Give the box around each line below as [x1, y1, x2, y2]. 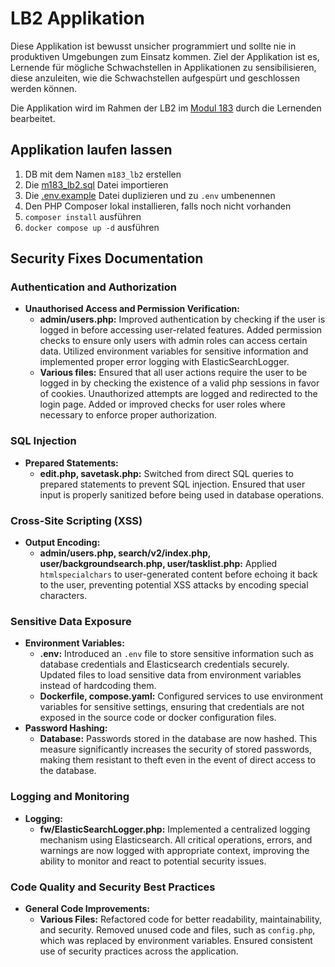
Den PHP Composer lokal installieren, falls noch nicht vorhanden [24, 200, 292, 212]
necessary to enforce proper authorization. [39, 409, 218, 421]
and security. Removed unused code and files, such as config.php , [39, 923, 316, 936]
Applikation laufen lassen [10, 142, 173, 159]
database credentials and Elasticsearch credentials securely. [39, 658, 290, 671]
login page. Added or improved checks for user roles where [39, 398, 286, 411]
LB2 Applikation [10, 7, 145, 30]
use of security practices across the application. [39, 945, 239, 957]
